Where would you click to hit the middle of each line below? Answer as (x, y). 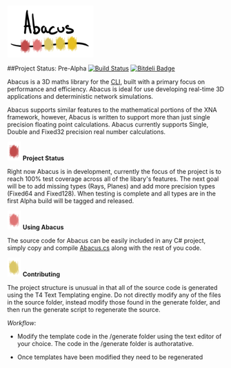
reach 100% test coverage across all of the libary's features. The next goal (113, 179)
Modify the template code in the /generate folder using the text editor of (119, 336)
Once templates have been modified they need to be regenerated (110, 357)
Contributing (41, 274)
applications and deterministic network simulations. (80, 96)
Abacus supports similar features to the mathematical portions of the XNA (112, 110)
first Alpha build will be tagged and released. (71, 201)
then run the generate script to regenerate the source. (84, 310)
